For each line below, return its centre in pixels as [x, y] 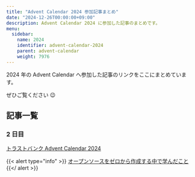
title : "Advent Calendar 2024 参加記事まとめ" [63, 12]
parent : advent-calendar [48, 51]
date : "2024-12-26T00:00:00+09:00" [51, 17]
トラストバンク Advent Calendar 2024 [54, 149]
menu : [13, 29]
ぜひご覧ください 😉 [31, 95]
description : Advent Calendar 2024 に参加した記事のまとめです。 [83, 23]
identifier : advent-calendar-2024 [60, 46]
